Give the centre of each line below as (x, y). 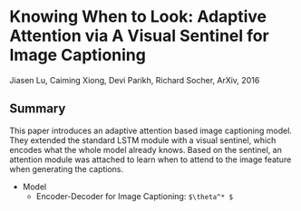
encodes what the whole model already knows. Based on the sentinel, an (146, 149)
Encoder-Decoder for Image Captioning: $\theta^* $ (135, 196)
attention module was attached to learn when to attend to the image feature (150, 159)
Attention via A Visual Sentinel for (139, 36)
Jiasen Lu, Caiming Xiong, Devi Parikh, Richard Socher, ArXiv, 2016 (135, 80)
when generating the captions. (67, 168)
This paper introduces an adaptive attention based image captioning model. (151, 130)
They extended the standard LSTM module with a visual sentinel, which (143, 140)
